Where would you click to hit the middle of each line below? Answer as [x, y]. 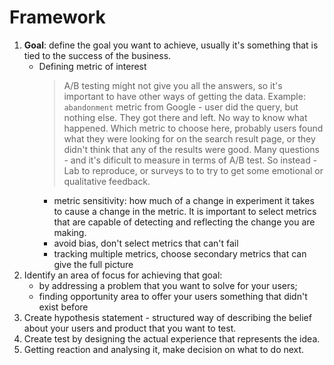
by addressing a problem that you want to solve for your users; [168, 285]
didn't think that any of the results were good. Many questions [191, 149]
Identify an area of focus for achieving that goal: [123, 275]
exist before [63, 307]
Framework [57, 17]
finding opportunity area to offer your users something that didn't [173, 296]
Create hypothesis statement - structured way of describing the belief [167, 317]
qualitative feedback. [107, 181]
